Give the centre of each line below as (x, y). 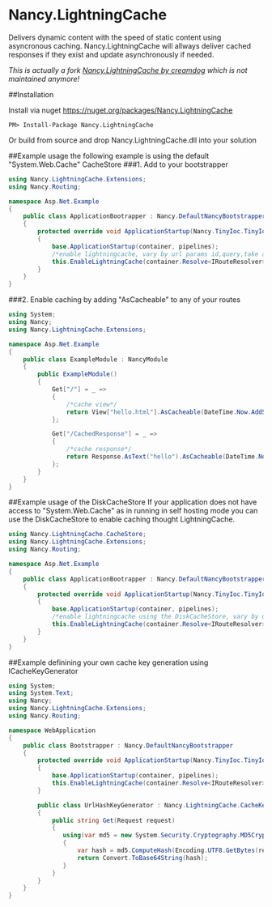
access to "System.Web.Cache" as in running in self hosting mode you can (133, 511)
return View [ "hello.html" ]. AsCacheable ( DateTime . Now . (159, 412)
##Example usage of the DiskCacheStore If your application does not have (133, 502)
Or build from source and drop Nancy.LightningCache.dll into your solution (133, 140)
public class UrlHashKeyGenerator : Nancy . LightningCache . (139, 805)
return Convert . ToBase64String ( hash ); (142, 858)
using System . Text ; (41, 693)
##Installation (31, 94)
